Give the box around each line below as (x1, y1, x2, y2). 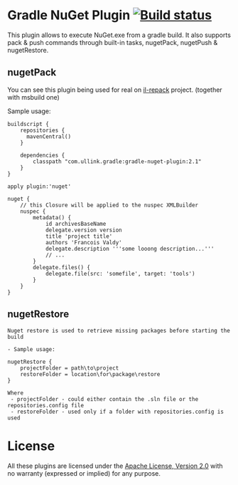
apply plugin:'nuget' (7, 182, 72, 190)
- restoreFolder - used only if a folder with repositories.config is (10, 408, 224, 415)
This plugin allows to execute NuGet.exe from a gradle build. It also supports (7, 31, 231, 39)
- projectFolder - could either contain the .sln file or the (10, 395, 199, 402)
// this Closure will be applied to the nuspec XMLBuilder (20, 202, 199, 209)
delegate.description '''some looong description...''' (45, 245, 215, 252)
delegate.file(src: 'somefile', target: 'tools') (45, 270, 195, 277)
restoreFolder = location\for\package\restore (20, 370, 161, 377)
